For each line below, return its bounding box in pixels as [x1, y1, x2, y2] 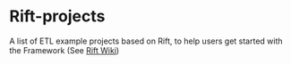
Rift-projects [9, 6, 106, 27]
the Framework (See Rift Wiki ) [9, 44, 120, 55]
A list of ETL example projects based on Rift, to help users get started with [9, 36, 284, 46]
